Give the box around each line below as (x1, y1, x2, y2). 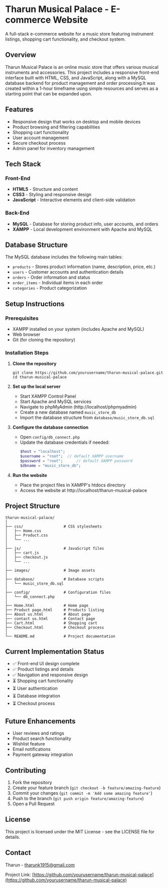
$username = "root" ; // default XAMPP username (20, 454, 124, 459)
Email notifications (12, 746, 51, 752)
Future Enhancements (5, 717, 76, 725)
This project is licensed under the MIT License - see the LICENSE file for (5, 828, 154, 834)
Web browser (12, 331, 41, 337)
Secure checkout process (12, 140, 66, 146)
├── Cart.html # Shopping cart (5, 620, 98, 625)
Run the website (12, 472, 48, 478)
